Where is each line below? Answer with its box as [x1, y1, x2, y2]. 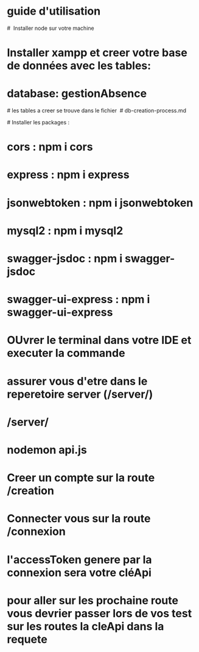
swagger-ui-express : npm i [7, 293, 150, 306]
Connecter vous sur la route [7, 512, 151, 526]
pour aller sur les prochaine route [7, 593, 179, 607]
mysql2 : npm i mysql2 [7, 224, 124, 237]
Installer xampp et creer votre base [7, 46, 187, 60]
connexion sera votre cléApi [7, 565, 152, 579]
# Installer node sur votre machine [7, 24, 94, 32]
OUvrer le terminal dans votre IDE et [7, 334, 192, 347]
